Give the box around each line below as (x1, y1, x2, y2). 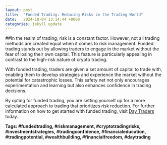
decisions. (5, 88, 27, 94)
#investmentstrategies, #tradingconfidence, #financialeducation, (5, 129, 146, 135)
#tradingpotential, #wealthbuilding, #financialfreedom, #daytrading (5, 134, 151, 140)
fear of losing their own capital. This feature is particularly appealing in (5, 51, 152, 57)
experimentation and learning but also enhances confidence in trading (5, 83, 151, 89)
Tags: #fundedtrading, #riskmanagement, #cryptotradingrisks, (5, 123, 141, 129)
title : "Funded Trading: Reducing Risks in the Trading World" (5, 12, 143, 17)
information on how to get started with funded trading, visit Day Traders (5, 108, 155, 114)
